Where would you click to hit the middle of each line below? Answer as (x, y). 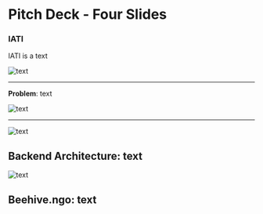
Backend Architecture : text (76, 156)
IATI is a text (28, 56)
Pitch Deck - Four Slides (88, 15)
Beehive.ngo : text (52, 199)
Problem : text (30, 94)
